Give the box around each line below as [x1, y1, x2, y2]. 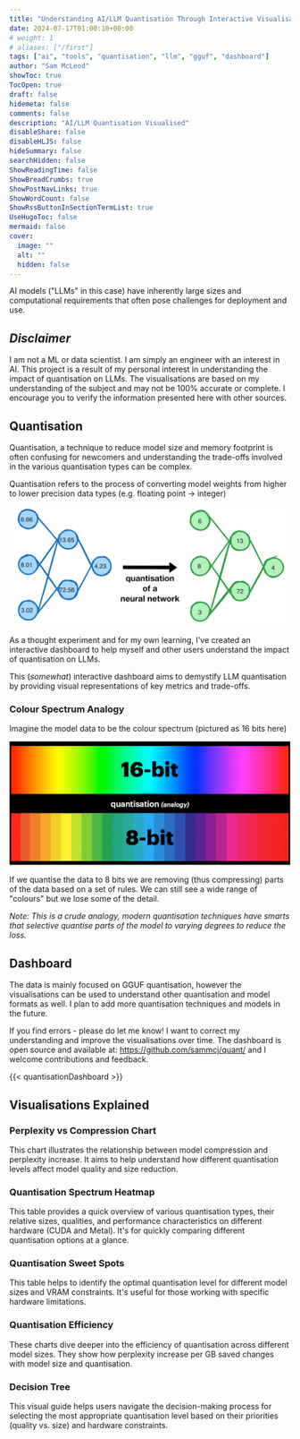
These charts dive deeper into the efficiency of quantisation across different [9, 1339, 289, 1349]
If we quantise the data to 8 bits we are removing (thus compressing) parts [9, 874, 284, 886]
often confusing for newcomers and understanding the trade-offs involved [9, 452, 283, 462]
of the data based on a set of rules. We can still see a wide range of [9, 884, 258, 895]
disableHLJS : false [9, 137, 82, 147]
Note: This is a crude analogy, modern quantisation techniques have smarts [9, 911, 290, 921]
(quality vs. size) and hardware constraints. [9, 1420, 168, 1431]
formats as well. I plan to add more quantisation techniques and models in [9, 998, 281, 1009]
